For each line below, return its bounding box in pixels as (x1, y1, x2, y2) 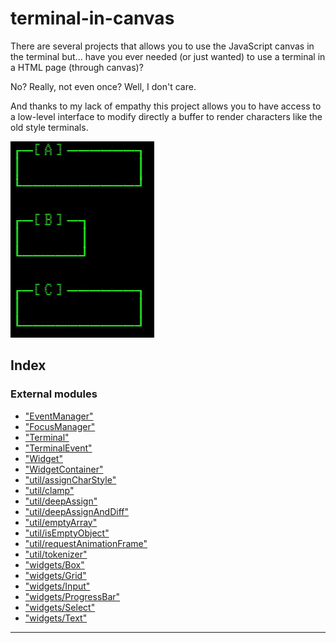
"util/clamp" (24, 484, 75, 496)
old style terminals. (10, 121, 89, 133)
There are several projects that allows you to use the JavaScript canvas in (10, 40, 315, 52)
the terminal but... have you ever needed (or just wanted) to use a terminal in (10, 50, 326, 62)
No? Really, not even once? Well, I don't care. (10, 80, 197, 92)
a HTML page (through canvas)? (10, 61, 144, 73)
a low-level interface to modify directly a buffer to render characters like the (10, 110, 323, 122)
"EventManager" (24, 410, 94, 422)
